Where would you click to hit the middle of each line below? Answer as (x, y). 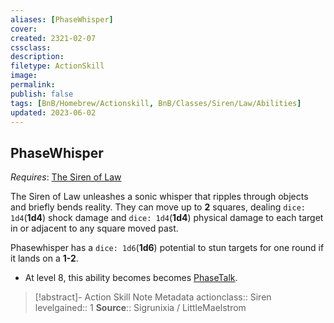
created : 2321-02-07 (53, 38)
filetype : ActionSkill (57, 66)
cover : (24, 29)
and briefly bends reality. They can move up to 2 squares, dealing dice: (158, 207)
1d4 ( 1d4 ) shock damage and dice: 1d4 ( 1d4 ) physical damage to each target (167, 218)
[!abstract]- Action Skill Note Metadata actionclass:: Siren (153, 297)
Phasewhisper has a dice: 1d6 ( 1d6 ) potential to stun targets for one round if (167, 248)
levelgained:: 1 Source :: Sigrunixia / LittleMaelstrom (140, 308)
